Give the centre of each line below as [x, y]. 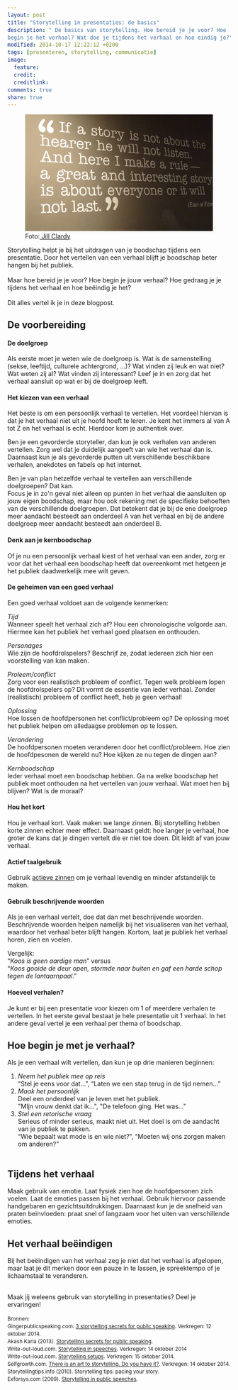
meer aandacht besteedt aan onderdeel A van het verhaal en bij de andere [116, 516]
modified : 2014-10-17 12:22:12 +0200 [63, 45]
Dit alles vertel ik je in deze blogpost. [61, 302]
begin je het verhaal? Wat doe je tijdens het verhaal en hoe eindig [112, 38]
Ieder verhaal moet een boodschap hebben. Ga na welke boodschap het [113, 776]
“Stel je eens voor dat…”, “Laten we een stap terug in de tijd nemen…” [119, 1084]
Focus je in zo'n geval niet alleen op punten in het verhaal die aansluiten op [117, 494]
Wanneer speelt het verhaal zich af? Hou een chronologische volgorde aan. [117, 624]
